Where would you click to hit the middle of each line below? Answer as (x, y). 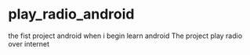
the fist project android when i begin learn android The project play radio (125, 36)
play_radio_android (71, 14)
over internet (29, 43)
